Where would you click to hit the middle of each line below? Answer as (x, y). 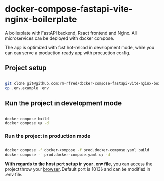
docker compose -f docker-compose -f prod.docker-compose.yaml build (77, 150)
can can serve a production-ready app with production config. (68, 53)
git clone (15, 83)
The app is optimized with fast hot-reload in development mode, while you (80, 47)
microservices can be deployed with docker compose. (60, 38)
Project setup (26, 68)
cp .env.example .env (27, 88)
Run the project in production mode (48, 136)
